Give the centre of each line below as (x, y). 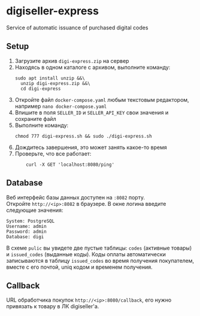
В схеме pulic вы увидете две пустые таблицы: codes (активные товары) (99, 248)
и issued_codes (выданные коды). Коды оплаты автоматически (86, 254)
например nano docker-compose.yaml (61, 106)
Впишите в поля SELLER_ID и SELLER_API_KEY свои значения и (92, 113)
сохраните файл (35, 118)
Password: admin (26, 232)
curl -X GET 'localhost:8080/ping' (70, 165)
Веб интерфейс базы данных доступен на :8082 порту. (76, 197)
